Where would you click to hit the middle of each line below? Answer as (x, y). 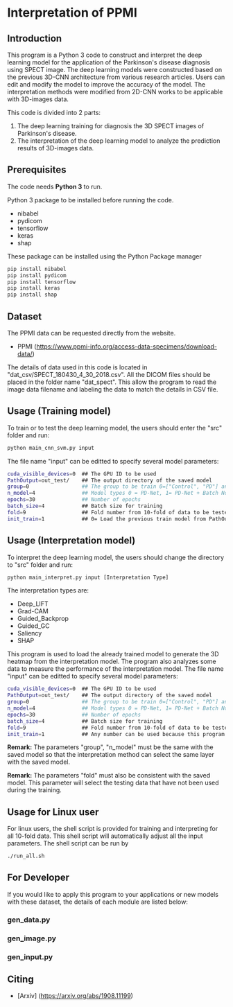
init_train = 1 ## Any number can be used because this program (116, 734)
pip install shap (32, 295)
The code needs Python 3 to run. (55, 186)
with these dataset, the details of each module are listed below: (98, 902)
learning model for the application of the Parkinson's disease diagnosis (109, 62)
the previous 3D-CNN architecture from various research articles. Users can (116, 77)
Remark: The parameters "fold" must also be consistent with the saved (109, 776)
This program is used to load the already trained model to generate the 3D (113, 654)
